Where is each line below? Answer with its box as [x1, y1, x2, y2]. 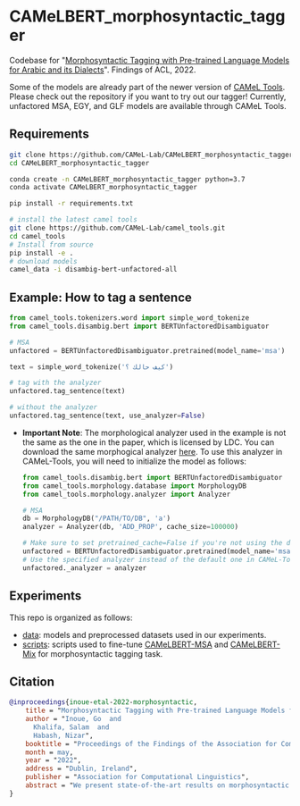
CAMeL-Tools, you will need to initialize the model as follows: [21, 456, 247, 466]
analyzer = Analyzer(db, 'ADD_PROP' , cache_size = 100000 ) [21, 523, 239, 532]
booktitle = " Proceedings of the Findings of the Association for [25, 739, 278, 748]
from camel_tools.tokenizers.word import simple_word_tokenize [9, 314, 250, 323]
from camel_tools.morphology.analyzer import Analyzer [21, 490, 231, 499]
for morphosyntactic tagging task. [37, 648, 163, 659]
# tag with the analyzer [9, 378, 102, 388]
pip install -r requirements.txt [9, 199, 134, 208]
